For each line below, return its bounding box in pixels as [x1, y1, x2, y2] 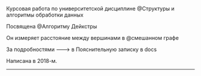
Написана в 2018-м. [6, 58, 57, 64]
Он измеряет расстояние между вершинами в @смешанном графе [6, 34, 179, 41]
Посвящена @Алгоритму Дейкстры [6, 23, 98, 30]
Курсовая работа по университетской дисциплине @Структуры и [6, 5, 175, 12]
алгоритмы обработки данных [6, 11, 84, 18]
